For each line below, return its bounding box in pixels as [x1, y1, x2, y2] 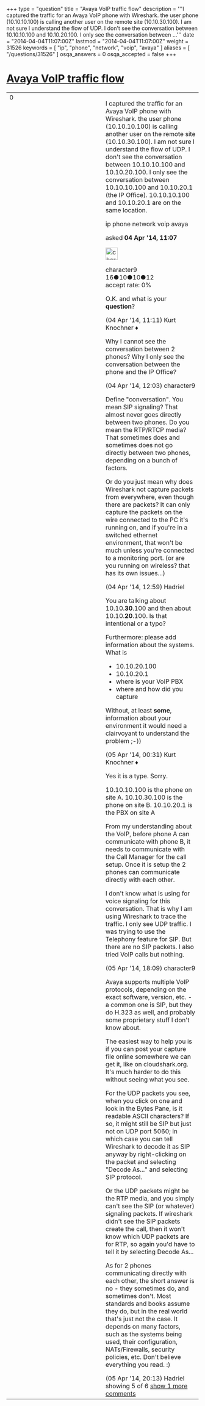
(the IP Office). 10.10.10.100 [106, 190, 190, 199]
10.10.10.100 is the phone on [106, 785, 192, 794]
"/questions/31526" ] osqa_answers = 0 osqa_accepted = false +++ [6, 51, 177, 57]
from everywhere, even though [106, 492, 194, 501]
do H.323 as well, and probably [106, 1008, 195, 1016]
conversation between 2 [106, 345, 176, 353]
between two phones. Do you [106, 418, 190, 426]
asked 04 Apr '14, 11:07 [106, 233, 178, 242]
